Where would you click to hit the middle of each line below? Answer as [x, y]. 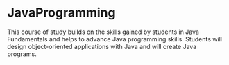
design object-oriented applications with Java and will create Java [102, 46]
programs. [22, 54]
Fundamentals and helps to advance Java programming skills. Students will [114, 39]
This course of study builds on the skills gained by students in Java [103, 32]
